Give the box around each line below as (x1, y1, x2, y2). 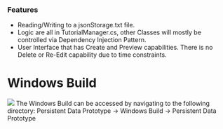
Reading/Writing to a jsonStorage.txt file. (17, 21, 135, 29)
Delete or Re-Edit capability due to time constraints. (17, 50, 167, 59)
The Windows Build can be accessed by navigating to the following (15, 100, 210, 108)
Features (7, 5, 39, 15)
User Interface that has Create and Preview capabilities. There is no (17, 43, 213, 52)
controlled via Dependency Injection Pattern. (17, 36, 147, 44)
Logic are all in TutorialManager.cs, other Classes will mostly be (17, 28, 202, 36)
